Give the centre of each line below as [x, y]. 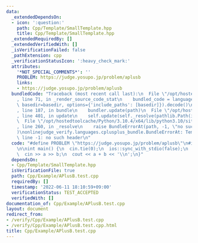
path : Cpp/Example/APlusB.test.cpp [55, 176]
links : [25, 83]
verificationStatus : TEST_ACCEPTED [55, 192]
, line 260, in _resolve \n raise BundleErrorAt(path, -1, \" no [100, 127]
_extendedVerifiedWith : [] [44, 45]
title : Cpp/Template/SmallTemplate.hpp [66, 34]
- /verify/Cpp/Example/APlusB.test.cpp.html [62, 225]
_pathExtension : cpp [37, 55]
